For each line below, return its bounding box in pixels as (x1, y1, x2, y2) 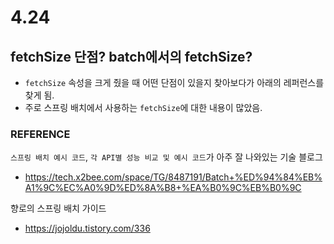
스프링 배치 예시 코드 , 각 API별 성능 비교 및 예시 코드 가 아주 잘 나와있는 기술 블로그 (10, 151, 323, 163)
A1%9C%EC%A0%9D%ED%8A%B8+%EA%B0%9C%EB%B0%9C (24, 182, 302, 194)
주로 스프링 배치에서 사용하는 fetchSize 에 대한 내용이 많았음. (24, 102, 263, 113)
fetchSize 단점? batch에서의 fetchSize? (10, 48, 253, 65)
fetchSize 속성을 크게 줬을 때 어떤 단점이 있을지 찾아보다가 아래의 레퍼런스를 (24, 77, 325, 88)
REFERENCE (10, 127, 71, 141)
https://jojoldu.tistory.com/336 (24, 222, 151, 235)
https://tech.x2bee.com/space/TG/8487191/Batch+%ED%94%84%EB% (24, 171, 323, 183)
